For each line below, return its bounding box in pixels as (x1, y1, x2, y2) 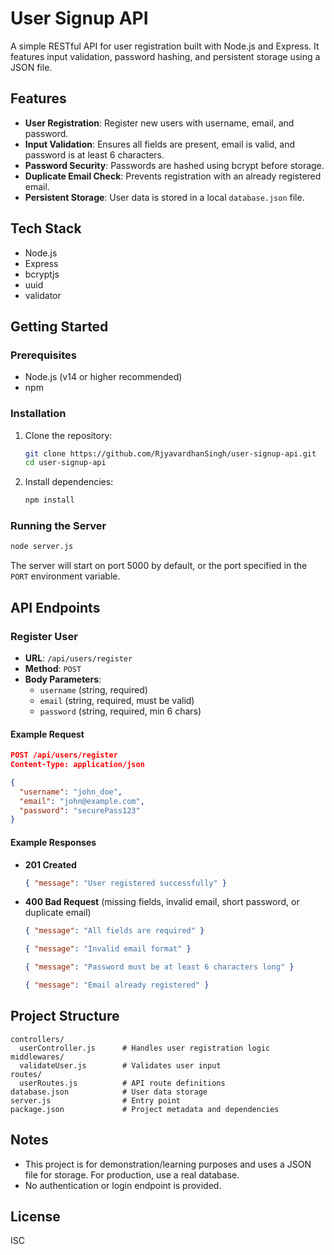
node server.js (10, 542, 74, 552)
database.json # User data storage (10, 1087, 208, 1097)
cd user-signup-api (24, 458, 107, 468)
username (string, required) (39, 684, 148, 696)
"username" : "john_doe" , (19, 787, 123, 797)
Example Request (10, 728, 85, 740)
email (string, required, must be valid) (39, 695, 195, 707)
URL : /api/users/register (24, 652, 133, 664)
